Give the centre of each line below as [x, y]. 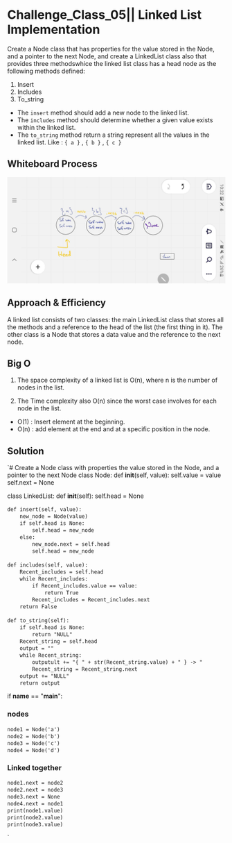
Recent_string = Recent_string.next [85, 669]
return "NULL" [52, 635]
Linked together [35, 767]
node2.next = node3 [35, 790]
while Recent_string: [51, 656]
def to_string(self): [38, 621]
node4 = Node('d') [34, 750]
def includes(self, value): [48, 565]
